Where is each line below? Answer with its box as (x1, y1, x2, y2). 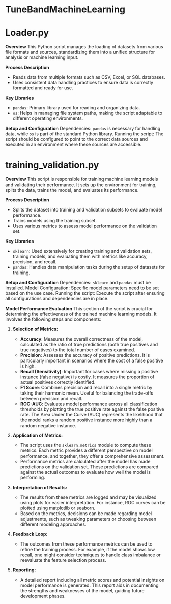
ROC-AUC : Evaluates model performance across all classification (20, 401, 158, 407)
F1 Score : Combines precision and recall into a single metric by (20, 385, 153, 391)
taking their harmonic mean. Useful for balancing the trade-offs (20, 390, 154, 396)
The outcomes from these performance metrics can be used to (20, 541, 153, 547)
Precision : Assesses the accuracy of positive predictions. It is (20, 352, 150, 358)
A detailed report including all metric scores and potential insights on (20, 577, 165, 583)
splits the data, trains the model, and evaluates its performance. (5, 187, 139, 193)
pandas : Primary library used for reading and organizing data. (12, 105, 140, 111)
